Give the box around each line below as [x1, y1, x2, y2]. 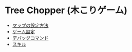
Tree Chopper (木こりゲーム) [5, 5, 128, 16]
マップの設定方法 [12, 22, 49, 28]
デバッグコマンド [12, 35, 49, 41]
